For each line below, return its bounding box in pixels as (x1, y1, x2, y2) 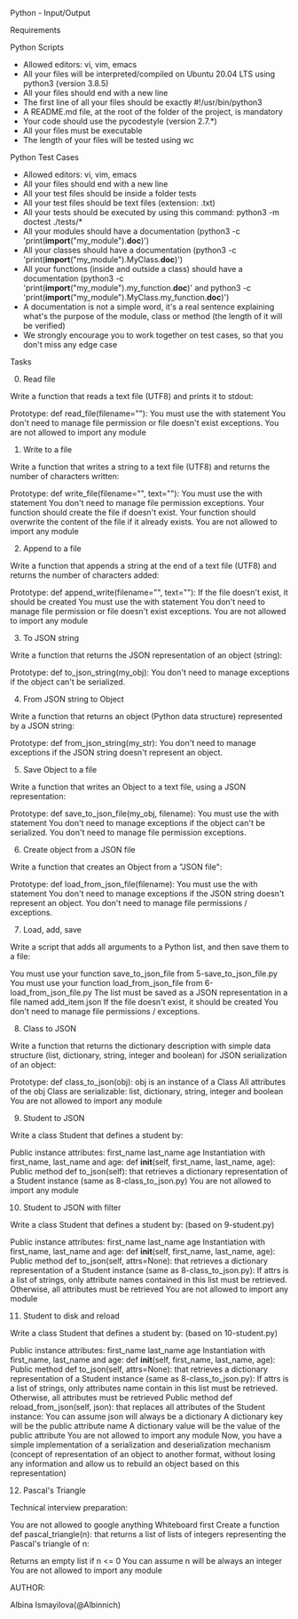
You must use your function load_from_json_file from (10, 978, 203, 988)
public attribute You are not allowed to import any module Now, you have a (10, 1431, 283, 1440)
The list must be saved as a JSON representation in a (93, 987, 288, 998)
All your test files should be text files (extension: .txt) (22, 197, 216, 208)
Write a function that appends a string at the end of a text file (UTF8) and (10, 560, 278, 571)
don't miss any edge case (22, 340, 118, 349)
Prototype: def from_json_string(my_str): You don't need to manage (10, 738, 256, 748)
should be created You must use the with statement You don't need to (10, 597, 265, 607)
